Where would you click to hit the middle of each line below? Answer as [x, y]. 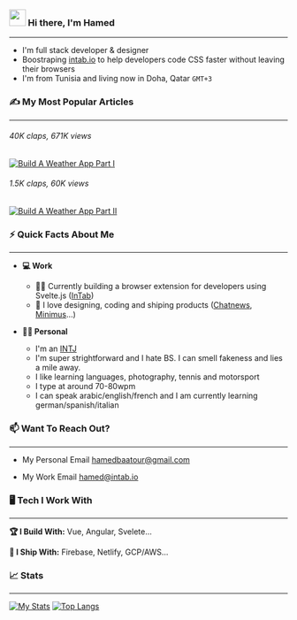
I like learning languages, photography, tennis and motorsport [147, 377]
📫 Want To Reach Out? [60, 429]
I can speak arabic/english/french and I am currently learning [146, 396]
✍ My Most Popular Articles [72, 102]
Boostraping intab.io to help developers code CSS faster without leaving [153, 60]
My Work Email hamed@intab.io [80, 477]
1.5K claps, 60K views [49, 184]
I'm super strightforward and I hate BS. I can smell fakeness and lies [159, 358]
